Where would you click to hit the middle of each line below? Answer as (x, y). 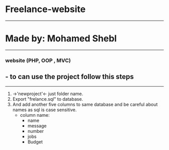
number (36, 131)
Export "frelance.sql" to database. (48, 99)
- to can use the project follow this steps (70, 77)
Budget (35, 141)
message (37, 126)
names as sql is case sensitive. (45, 110)
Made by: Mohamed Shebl (61, 39)
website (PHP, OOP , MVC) (38, 60)
